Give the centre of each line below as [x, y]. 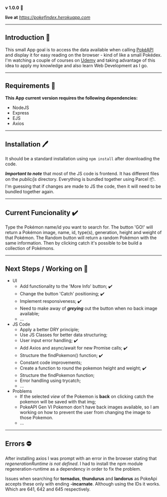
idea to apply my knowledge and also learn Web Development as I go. [77, 65]
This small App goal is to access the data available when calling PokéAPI [80, 49]
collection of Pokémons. [30, 248]
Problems [22, 391]
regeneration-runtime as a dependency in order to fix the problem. [73, 469]
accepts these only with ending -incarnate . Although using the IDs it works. [83, 484]
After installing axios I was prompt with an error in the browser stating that [81, 458]
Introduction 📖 [28, 38]
